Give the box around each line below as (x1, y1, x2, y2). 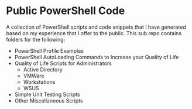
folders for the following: (6, 36, 66, 43)
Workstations (23, 78, 56, 86)
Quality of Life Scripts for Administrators (14, 60, 112, 67)
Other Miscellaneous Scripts (14, 97, 83, 104)
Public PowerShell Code (6, 4, 125, 18)
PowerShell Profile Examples (14, 47, 84, 54)
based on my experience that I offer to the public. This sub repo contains (6, 29, 182, 36)
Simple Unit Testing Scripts (14, 91, 80, 98)
